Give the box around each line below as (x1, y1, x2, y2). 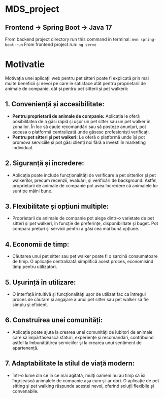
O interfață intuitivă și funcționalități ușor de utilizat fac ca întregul (12, 291, 146, 297)
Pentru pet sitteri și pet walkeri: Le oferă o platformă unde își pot (12, 134, 145, 140)
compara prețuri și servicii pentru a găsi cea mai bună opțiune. (12, 226, 139, 232)
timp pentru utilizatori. (12, 264, 57, 270)
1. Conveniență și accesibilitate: (5, 100, 105, 108)
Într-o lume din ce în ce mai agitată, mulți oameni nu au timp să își (12, 372, 146, 378)
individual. (12, 144, 33, 150)
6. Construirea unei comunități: (5, 316, 103, 324)
